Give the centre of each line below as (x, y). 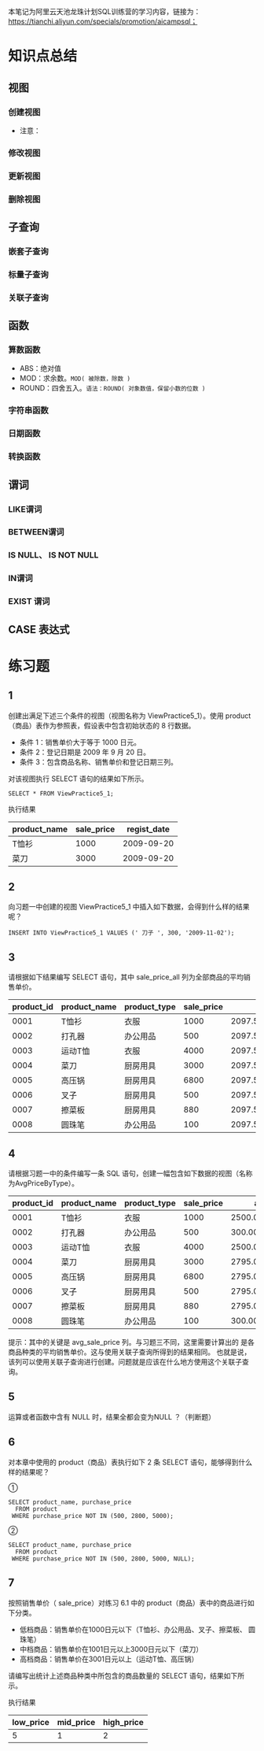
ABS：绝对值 (40, 368)
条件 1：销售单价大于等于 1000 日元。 (80, 742)
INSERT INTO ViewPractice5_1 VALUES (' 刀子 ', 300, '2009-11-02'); (121, 933)
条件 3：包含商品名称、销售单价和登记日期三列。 (99, 761)
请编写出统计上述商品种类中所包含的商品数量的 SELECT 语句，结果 (116, 1675)
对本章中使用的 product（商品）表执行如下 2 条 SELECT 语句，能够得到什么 (130, 1462)
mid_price (76, 1722)
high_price (123, 1722)
